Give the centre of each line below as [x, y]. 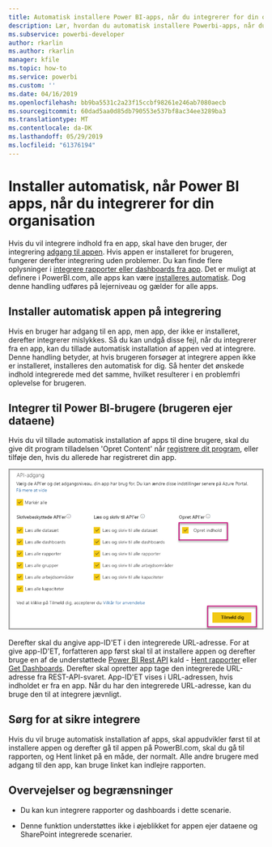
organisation [52, 221]
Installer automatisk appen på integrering [115, 312]
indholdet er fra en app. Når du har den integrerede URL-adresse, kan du [130, 685]
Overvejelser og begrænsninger [91, 791]
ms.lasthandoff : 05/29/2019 [56, 137]
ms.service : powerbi [43, 77]
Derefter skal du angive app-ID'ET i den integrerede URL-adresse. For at [129, 642]
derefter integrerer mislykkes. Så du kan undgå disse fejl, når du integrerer [132, 339]
